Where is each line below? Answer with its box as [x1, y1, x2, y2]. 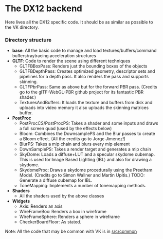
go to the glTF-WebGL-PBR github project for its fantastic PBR [19, 89, 144, 95]
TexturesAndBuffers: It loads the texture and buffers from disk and [19, 100, 153, 106]
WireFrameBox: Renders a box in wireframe [19, 209, 107, 215]
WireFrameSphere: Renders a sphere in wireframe [19, 214, 120, 220]
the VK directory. [5, 24, 39, 30]
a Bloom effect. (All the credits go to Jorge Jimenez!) [19, 136, 126, 142]
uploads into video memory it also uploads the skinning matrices [19, 105, 149, 110]
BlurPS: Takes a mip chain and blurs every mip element [19, 141, 130, 147]
